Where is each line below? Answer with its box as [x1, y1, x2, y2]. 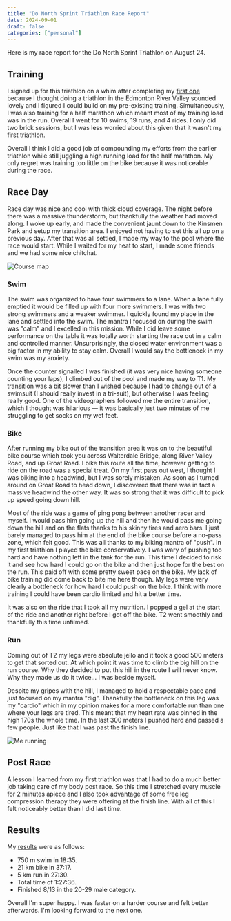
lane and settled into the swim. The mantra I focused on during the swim [7, 317, 213, 326]
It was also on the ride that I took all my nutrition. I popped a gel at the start [7, 603, 221, 612]
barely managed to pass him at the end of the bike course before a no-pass [7, 531, 222, 539]
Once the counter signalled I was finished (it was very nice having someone [7, 367, 223, 375]
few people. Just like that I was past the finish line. [7, 723, 150, 732]
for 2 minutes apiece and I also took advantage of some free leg [7, 790, 190, 798]
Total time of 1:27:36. [17, 878, 77, 886]
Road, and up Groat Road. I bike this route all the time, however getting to [7, 459, 215, 467]
